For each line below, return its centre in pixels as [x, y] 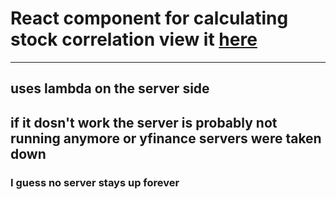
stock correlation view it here [134, 39]
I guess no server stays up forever [95, 182]
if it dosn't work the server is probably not [144, 122]
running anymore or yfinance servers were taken [166, 138]
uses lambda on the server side [110, 88]
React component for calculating [149, 18]
